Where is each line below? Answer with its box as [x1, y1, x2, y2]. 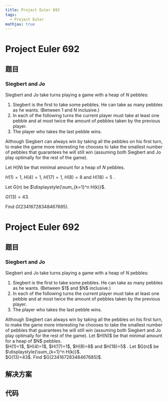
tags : [5, 12, 17, 17]
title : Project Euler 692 [5, 7, 60, 13]
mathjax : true [5, 21, 35, 27]
